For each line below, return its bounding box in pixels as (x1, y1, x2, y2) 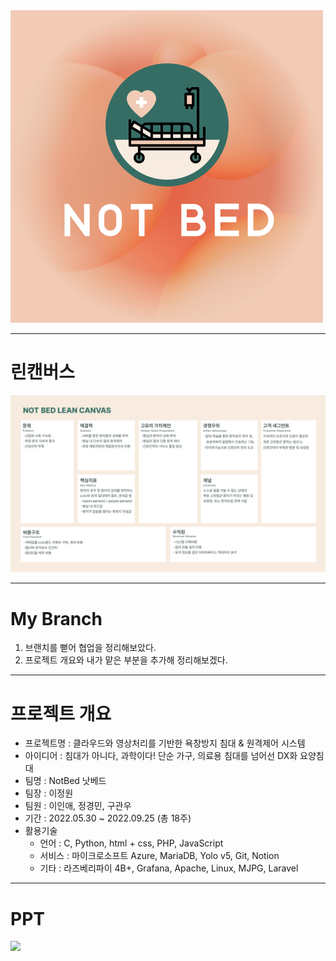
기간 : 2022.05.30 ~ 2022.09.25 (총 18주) (24, 812, 192, 824)
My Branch (10, 607, 103, 630)
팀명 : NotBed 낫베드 (24, 775, 107, 787)
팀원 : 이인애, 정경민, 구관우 (24, 800, 132, 812)
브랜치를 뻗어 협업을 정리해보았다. (24, 642, 157, 654)
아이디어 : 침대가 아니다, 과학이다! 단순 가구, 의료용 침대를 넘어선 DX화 (24, 750, 298, 762)
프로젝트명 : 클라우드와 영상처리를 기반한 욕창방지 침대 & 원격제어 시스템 (24, 737, 306, 749)
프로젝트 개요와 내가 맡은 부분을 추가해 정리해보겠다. (24, 654, 228, 666)
